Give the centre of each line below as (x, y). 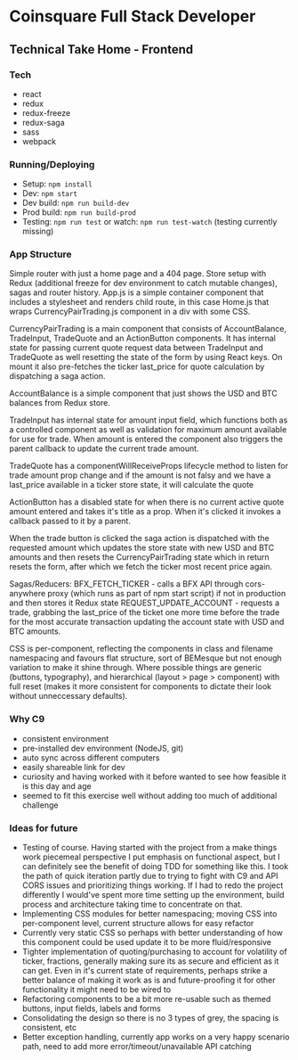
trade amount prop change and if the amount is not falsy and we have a (140, 475)
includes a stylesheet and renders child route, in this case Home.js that (139, 302)
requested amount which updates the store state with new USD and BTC (142, 548)
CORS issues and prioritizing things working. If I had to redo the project (153, 885)
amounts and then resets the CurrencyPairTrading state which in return (139, 557)
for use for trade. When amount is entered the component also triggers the (146, 440)
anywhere (28, 594)
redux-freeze (46, 112)
